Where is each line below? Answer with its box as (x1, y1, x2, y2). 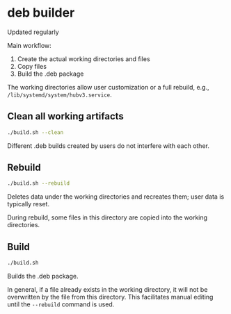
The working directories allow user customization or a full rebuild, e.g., (7, 83, 210, 91)
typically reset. (7, 200, 50, 208)
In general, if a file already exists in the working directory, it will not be (7, 286, 208, 293)
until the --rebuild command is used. (7, 300, 115, 308)
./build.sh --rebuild (7, 180, 70, 187)
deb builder (7, 5, 75, 21)
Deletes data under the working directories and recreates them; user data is (7, 192, 225, 201)
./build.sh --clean (7, 129, 64, 136)
